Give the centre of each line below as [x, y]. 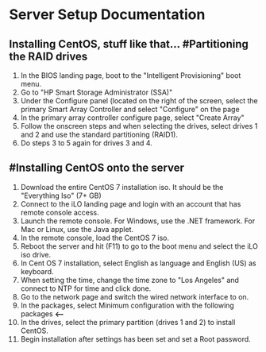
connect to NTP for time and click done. [86, 288]
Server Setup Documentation [107, 15]
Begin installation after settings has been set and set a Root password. [135, 338]
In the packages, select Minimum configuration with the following [127, 305]
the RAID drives [48, 56]
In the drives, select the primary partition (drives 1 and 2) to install [128, 322]
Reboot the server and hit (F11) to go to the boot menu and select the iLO [139, 246]
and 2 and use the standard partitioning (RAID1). [99, 134]
